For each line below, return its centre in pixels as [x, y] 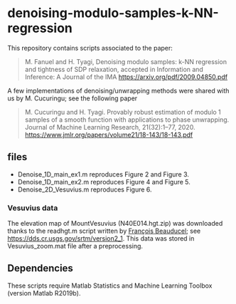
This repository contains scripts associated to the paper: [90, 48]
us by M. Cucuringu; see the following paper [73, 98]
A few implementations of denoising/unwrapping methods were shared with [118, 90]
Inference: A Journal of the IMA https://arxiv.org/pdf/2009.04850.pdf [126, 77]
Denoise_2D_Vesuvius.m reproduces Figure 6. [85, 189]
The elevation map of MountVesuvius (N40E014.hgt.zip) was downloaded [115, 224]
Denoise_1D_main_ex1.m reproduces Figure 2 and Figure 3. [103, 174]
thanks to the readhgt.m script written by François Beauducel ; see [104, 231]
